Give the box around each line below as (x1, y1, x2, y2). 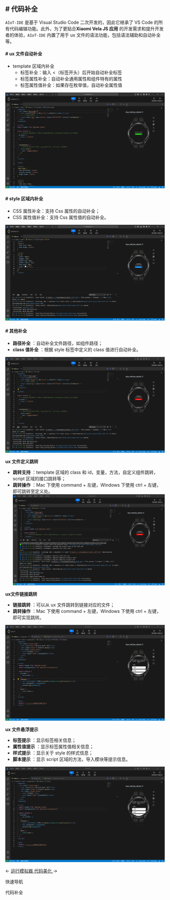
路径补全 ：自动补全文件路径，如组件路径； (12, 340, 103, 346)
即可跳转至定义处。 (12, 488, 53, 494)
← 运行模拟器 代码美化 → (5, 868, 58, 874)
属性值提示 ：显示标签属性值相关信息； (12, 743, 94, 749)
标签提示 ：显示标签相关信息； (12, 737, 76, 743)
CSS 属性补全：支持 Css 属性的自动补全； (12, 207, 100, 214)
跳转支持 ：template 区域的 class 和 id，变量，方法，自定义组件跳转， (12, 469, 158, 475)
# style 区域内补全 (5, 196, 44, 202)
